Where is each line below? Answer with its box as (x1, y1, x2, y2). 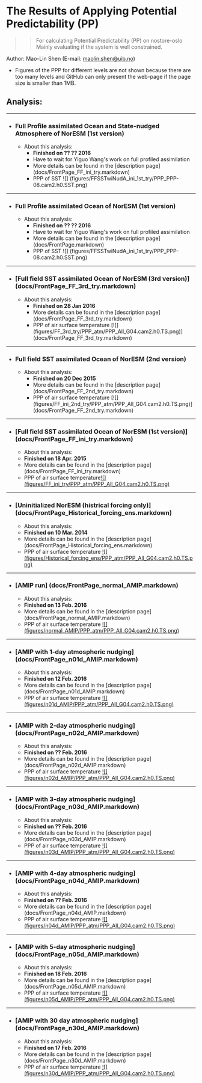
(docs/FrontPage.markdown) (32, 241, 104, 248)
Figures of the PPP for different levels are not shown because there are (14, 66, 191, 73)
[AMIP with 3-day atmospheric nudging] (14, 795, 136, 803)
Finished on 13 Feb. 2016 (23, 601, 87, 609)
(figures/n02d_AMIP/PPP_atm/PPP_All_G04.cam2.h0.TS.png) (23, 775, 176, 782)
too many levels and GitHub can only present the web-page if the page (14, 73, 191, 80)
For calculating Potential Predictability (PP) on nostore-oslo (35, 37, 183, 44)
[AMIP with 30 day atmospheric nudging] (14, 1016, 138, 1025)
